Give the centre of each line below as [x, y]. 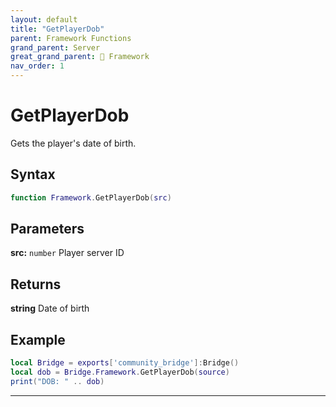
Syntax [33, 174]
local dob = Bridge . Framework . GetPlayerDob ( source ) [120, 372]
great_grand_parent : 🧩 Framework [80, 57]
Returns [36, 284]
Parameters [47, 229]
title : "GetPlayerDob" [57, 29]
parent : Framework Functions [71, 38]
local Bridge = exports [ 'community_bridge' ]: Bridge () [125, 363]
